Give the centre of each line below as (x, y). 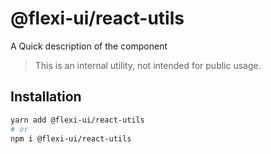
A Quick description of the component (89, 46)
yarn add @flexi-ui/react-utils (77, 120)
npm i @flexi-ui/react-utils (71, 138)
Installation (46, 97)
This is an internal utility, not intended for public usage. (148, 65)
